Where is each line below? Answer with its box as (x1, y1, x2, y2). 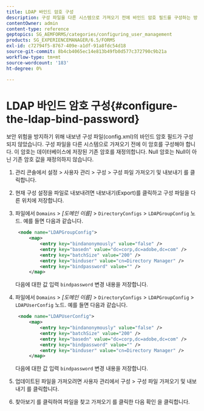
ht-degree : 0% (6, 65, 42, 72)
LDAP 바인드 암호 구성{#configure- (6, 98, 178, 112)
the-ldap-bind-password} (6, 112, 140, 126)
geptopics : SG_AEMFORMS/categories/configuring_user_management (6, 32, 172, 38)
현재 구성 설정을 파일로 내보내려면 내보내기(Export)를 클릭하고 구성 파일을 (15, 189, 190, 196)
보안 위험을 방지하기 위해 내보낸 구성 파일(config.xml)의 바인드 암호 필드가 (6, 133, 182, 140)
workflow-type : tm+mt (6, 54, 61, 60)
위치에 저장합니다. (21, 197, 64, 204)
